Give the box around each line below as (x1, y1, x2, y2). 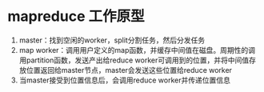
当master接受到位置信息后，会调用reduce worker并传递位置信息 (18, 75, 231, 85)
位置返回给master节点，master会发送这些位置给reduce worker (26, 65, 233, 74)
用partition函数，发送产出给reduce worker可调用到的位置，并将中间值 (18, 55, 250, 65)
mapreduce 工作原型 (7, 7, 145, 26)
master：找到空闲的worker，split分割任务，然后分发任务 (18, 35, 206, 45)
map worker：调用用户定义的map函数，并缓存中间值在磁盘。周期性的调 (18, 45, 256, 54)
